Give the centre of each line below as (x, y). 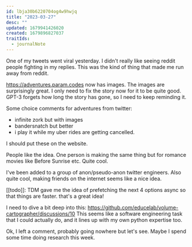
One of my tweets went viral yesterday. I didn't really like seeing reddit (91, 61)
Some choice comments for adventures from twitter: (69, 108)
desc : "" (17, 22)
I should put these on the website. (47, 143)
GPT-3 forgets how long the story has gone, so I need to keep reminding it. (96, 97)
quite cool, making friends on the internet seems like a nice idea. (84, 179)
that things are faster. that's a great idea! (55, 196)
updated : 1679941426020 (35, 28)
